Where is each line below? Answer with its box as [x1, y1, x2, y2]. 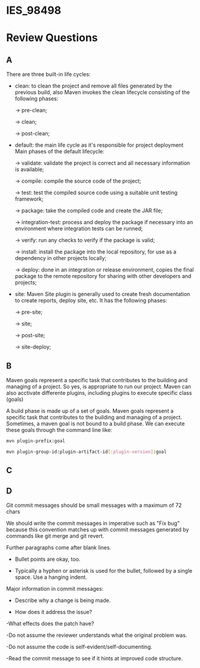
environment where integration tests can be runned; [14, 225, 143, 232]
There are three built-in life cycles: [6, 71, 91, 78]
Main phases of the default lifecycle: [14, 148, 104, 155]
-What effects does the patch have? [6, 619, 94, 627]
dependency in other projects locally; [14, 255, 107, 262]
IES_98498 [6, 4, 61, 17]
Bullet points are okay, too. [14, 555, 81, 563]
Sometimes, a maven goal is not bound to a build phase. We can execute [6, 420, 185, 427]
